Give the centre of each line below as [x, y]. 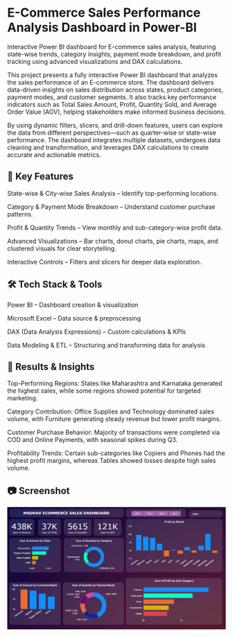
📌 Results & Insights [51, 367]
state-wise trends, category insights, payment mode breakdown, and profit [114, 54]
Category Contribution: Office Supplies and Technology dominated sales [111, 411]
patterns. [20, 214]
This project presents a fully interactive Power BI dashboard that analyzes [113, 75]
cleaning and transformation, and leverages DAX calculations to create [108, 147]
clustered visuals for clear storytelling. [62, 248]
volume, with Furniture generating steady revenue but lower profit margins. [114, 419]
